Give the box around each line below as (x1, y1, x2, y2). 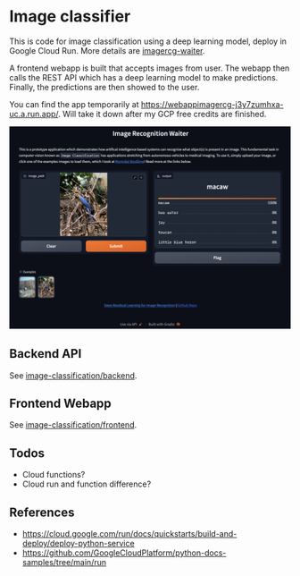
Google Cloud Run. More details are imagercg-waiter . (9, 45, 205, 55)
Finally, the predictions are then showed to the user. (9, 81, 200, 92)
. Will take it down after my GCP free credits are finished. (57, 108, 267, 119)
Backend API (9, 346, 82, 361)
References (9, 504, 75, 520)
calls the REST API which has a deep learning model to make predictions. (9, 72, 279, 82)
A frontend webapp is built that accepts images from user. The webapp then (9, 63, 290, 73)
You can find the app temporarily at (9, 98, 139, 109)
